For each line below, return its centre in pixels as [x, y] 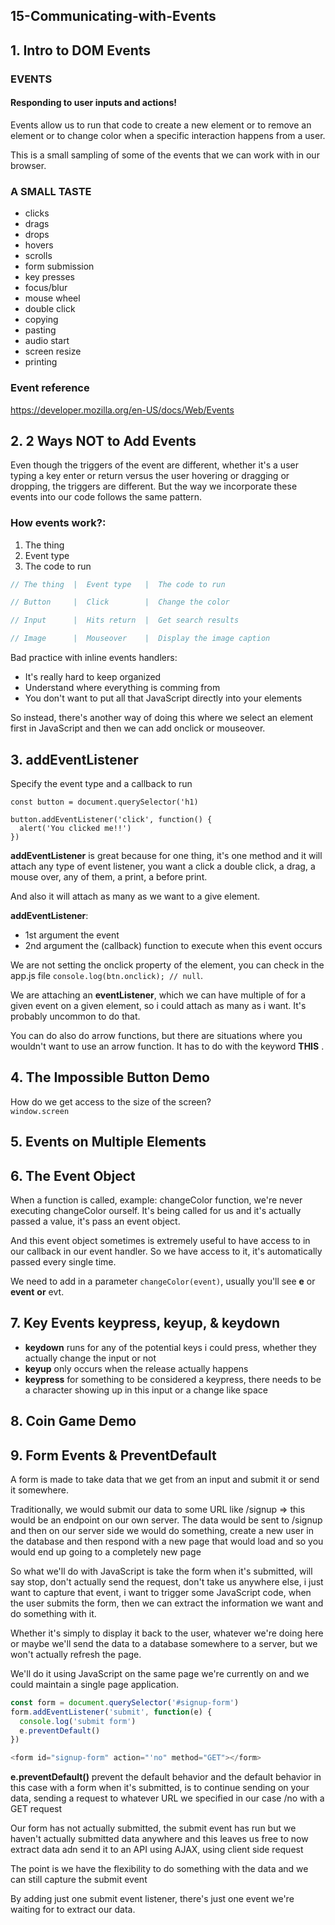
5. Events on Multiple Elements [108, 1142]
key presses [49, 277]
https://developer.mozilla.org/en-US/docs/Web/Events [122, 410]
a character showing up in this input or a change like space [146, 1390]
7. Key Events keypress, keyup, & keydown [145, 1323]
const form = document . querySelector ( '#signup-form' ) [125, 1702]
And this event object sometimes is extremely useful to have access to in [160, 1240]
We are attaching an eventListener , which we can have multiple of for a [158, 995]
